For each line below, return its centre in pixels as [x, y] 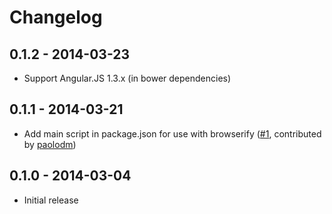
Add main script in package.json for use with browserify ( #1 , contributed [172, 133]
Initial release [51, 200]
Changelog [56, 17]
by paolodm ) [50, 144]
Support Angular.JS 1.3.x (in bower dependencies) [127, 78]
